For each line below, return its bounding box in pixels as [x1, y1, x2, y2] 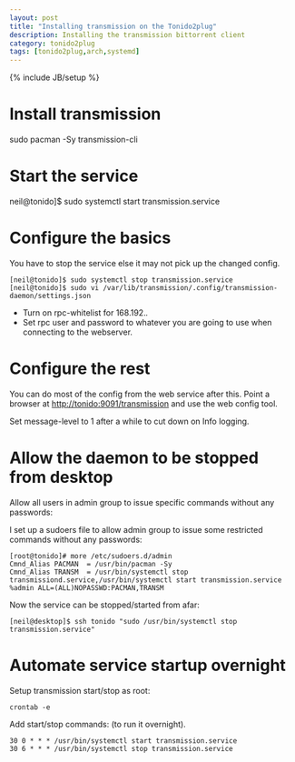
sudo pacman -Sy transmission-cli [9, 134, 138, 145]
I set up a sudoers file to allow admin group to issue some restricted [9, 524, 263, 535]
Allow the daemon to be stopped [9, 447, 259, 468]
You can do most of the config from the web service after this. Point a [9, 388, 270, 399]
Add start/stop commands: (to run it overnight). [9, 718, 186, 729]
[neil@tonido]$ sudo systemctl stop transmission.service [9, 275, 233, 285]
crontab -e [9, 702, 51, 712]
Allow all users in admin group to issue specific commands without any [9, 496, 275, 507]
